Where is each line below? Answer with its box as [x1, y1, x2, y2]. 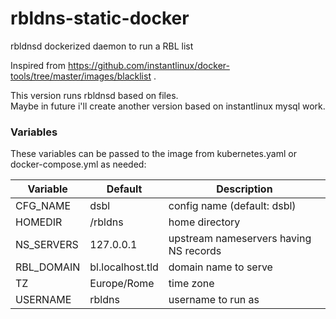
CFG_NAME [15, 199, 72, 213]
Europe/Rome [89, 277, 155, 291]
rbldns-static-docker [10, 7, 190, 30]
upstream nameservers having [168, 232, 312, 246]
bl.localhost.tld [89, 260, 159, 274]
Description [216, 182, 273, 196]
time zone [168, 277, 215, 291]
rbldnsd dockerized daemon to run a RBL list [10, 40, 194, 52]
